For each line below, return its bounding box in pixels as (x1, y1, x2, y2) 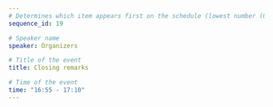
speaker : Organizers (8, 41, 79, 49)
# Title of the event (8, 56, 82, 65)
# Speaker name (8, 34, 60, 42)
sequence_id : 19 (8, 19, 63, 28)
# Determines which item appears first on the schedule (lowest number (8, 11, 256, 20)
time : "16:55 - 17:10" (8, 86, 85, 94)
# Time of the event (8, 79, 79, 87)
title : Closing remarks (8, 64, 89, 72)
